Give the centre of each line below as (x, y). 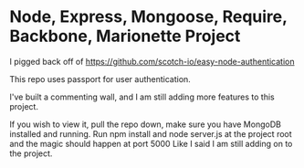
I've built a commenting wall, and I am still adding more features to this (142, 97)
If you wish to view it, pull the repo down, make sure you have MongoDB (145, 124)
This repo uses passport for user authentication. (100, 79)
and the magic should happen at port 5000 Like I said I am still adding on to (151, 143)
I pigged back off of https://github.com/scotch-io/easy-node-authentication (152, 61)
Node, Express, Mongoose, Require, (148, 17)
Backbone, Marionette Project (125, 36)
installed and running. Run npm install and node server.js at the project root (151, 133)
